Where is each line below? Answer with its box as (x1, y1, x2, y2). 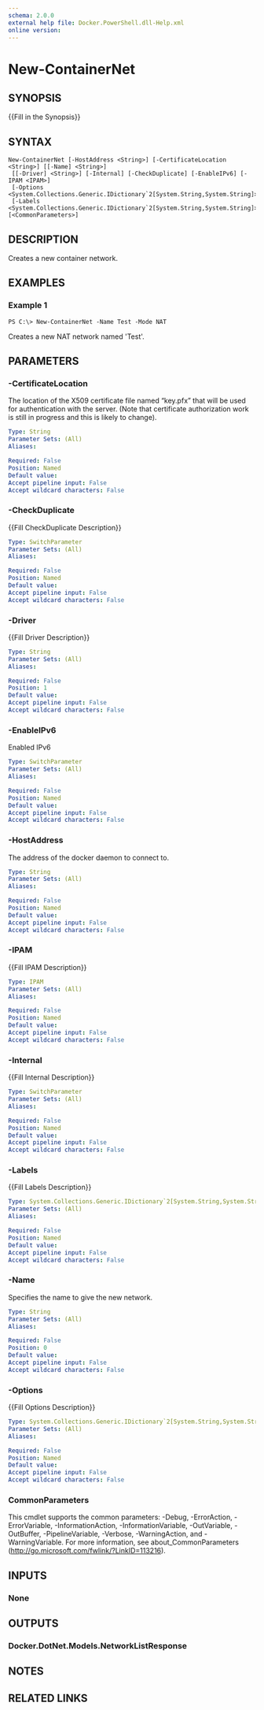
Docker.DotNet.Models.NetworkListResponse (8, 1640, 187, 1651)
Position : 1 (8, 684, 47, 692)
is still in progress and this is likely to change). (8, 413, 157, 422)
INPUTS (8, 1569, 47, 1582)
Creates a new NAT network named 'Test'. (8, 332, 145, 341)
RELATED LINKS (8, 1691, 88, 1704)
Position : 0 (8, 1344, 47, 1352)
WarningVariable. (8, 1537, 64, 1547)
